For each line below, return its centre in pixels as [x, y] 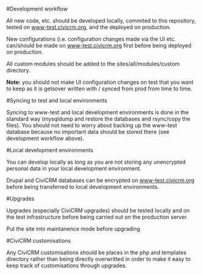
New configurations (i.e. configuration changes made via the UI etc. [91, 39]
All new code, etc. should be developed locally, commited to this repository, [101, 20]
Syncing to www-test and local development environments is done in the [98, 112]
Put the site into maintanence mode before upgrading [73, 229]
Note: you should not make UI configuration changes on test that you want [100, 82]
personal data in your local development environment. [74, 168]
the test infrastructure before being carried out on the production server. [97, 217]
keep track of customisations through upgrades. [67, 266]
